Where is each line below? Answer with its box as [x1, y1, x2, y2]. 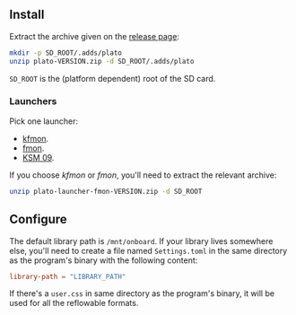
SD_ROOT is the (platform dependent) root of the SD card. [9, 73, 216, 83]
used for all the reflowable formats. [9, 298, 139, 309]
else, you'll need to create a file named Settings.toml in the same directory [9, 245, 288, 256]
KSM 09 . [22, 152, 55, 162]
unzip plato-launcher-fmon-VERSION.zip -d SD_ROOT [9, 187, 203, 196]
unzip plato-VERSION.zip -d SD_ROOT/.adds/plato [9, 57, 195, 66]
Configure [9, 212, 67, 227]
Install [9, 7, 45, 22]
